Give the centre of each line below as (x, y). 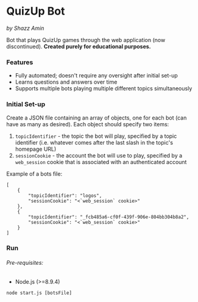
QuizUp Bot (36, 11)
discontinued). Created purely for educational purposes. (79, 46)
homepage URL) (36, 149)
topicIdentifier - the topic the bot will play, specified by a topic (96, 136)
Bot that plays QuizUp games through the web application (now (86, 40)
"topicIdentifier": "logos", (65, 196)
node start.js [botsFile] (39, 293)
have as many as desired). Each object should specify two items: (88, 124)
